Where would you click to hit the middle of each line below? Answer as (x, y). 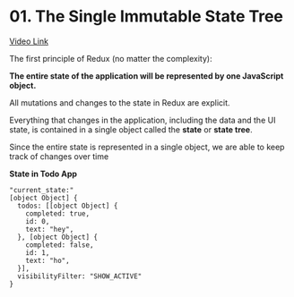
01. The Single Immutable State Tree (147, 17)
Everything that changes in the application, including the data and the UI (143, 120)
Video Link (29, 41)
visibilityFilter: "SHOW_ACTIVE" (80, 276)
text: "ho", (48, 260)
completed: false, (60, 245)
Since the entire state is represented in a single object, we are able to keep (147, 147)
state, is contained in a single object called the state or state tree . (131, 129)
